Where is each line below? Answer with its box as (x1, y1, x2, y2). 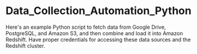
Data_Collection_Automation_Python (5, 4, 192, 18)
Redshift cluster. (5, 42, 45, 49)
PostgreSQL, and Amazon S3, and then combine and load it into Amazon (5, 29, 183, 36)
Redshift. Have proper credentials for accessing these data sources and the (5, 36, 191, 43)
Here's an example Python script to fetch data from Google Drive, (5, 23, 166, 31)
